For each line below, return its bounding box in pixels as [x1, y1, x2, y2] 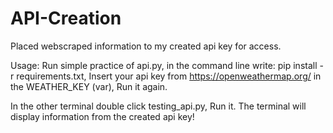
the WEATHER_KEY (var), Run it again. [10, 80, 168, 92]
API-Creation [10, 7, 122, 30]
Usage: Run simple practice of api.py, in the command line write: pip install [10, 59, 318, 71]
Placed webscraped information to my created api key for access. [10, 40, 282, 52]
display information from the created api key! [10, 110, 195, 122]
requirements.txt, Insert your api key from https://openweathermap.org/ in [16, 70, 322, 82]
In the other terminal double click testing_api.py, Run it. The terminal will [10, 100, 307, 112]
